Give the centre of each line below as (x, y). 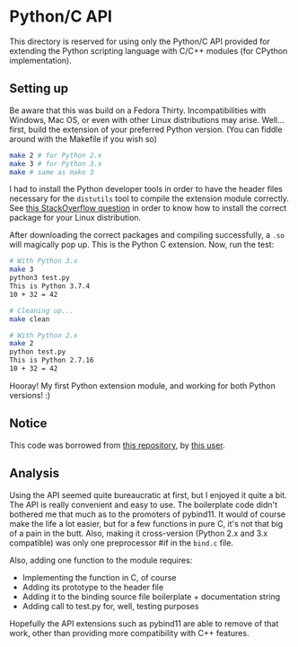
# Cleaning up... (42, 310)
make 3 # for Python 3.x (56, 163)
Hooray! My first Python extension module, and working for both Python (143, 385)
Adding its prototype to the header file (93, 587)
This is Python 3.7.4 (50, 286)
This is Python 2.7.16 (52, 361)
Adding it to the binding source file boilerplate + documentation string (151, 596)
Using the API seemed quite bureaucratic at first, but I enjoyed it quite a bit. (148, 494)
